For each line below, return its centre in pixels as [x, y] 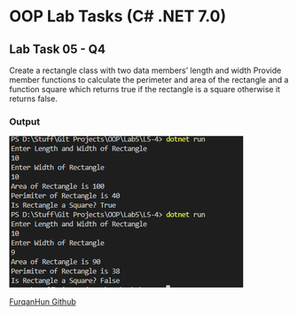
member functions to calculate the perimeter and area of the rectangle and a [149, 80]
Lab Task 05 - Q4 [58, 49]
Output [25, 122]
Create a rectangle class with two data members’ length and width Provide [145, 70]
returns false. [33, 99]
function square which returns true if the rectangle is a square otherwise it [145, 89]
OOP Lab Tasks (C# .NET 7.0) [118, 16]
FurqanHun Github [43, 302]
